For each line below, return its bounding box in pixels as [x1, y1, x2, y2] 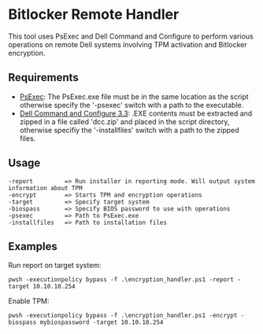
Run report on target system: [8, 261, 102, 270]
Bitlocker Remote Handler [8, 6, 180, 24]
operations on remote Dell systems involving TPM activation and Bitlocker [8, 39, 248, 49]
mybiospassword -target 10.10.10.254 [39, 318, 164, 327]
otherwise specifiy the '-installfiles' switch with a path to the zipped [19, 125, 239, 134]
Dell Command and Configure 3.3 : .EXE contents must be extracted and [19, 108, 253, 118]
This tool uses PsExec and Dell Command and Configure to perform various [8, 31, 254, 41]
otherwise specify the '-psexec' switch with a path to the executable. [19, 100, 244, 109]
